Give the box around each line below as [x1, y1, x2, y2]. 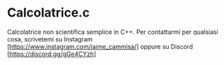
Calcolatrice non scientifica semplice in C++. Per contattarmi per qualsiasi [7, 28, 218, 36]
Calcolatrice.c [7, 5, 90, 21]
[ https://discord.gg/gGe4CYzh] [7, 50, 97, 58]
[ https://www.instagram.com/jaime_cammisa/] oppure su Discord [7, 42, 194, 50]
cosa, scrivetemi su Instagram [7, 35, 93, 43]
